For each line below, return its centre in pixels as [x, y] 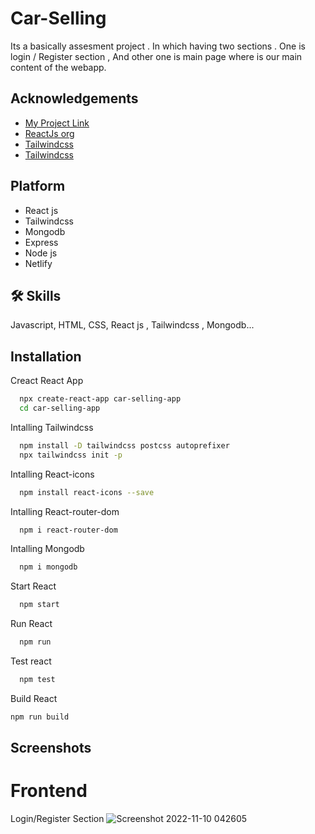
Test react [31, 661]
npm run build [40, 717]
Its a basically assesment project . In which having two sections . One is [158, 46]
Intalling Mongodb [47, 549]
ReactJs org [49, 133]
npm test [37, 680]
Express [41, 242]
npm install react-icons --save [87, 492]
